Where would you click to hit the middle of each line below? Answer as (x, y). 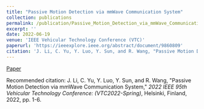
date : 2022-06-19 (28, 35)
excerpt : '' (21, 29)
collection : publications (39, 18)
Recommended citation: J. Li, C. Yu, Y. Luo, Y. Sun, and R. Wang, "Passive (99, 80)
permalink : (20, 23)
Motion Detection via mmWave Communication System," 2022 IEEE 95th (97, 87)
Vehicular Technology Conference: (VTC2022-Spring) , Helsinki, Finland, (97, 93)
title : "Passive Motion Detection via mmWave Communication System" (95, 12)
